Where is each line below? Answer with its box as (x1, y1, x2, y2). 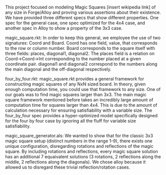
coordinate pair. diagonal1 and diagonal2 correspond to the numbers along (5, 61, 158, 67)
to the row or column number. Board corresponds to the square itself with (5, 45, 155, 51)
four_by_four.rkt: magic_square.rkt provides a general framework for (5, 76, 145, 82)
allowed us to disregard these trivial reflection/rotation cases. (5, 164, 130, 170)
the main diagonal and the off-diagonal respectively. (5, 66, 111, 72)
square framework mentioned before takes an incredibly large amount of (5, 97, 154, 103)
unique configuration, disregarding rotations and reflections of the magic (5, 143, 154, 149)
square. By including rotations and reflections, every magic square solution (5, 148, 159, 154)
